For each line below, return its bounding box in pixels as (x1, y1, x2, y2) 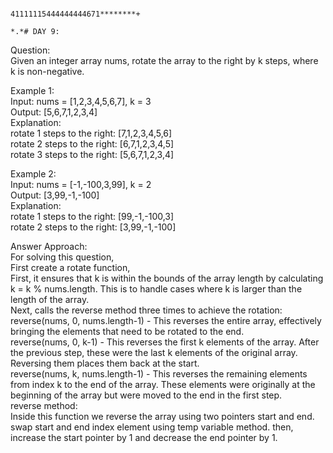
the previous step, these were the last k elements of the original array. (10, 347, 298, 358)
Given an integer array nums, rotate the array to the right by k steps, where (10, 55, 319, 66)
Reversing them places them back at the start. (10, 357, 200, 369)
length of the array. (10, 294, 90, 305)
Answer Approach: (10, 241, 88, 252)
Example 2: (10, 168, 57, 180)
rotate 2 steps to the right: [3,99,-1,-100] (10, 221, 177, 233)
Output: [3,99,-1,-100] (10, 189, 100, 201)
